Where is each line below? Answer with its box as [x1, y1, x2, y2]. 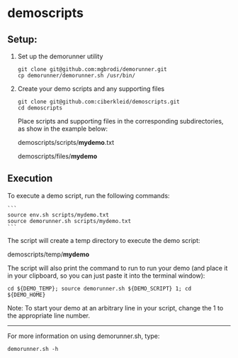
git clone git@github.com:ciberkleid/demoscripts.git [17, 98, 180, 105]
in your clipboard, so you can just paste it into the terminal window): [7, 271, 205, 280]
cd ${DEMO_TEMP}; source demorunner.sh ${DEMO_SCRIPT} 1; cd [7, 285, 192, 292]
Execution [7, 173, 53, 185]
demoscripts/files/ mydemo [17, 152, 98, 161]
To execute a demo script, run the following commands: [7, 191, 170, 200]
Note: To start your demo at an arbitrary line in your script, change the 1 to [7, 303, 224, 312]
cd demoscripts [17, 104, 63, 112]
